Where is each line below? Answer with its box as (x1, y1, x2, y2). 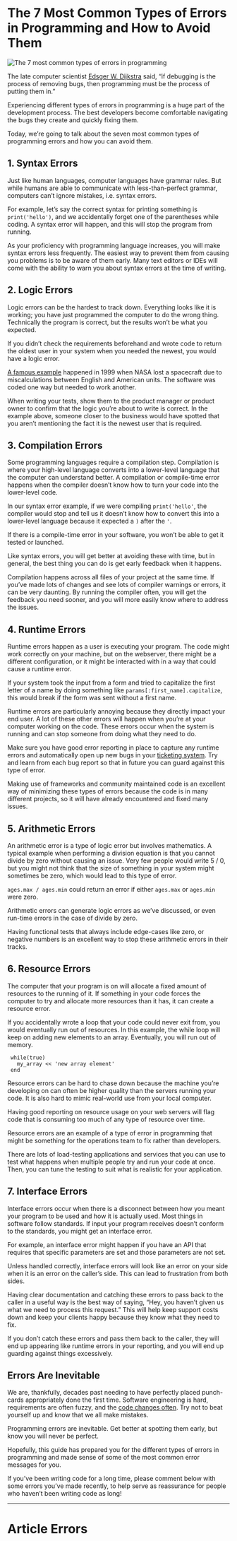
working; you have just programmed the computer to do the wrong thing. (7, 310, 219, 319)
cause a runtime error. (7, 665, 72, 673)
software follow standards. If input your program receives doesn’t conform (7, 1219, 224, 1227)
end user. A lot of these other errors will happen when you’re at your (7, 715, 206, 724)
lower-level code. (7, 488, 58, 497)
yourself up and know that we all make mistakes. (7, 1411, 149, 1419)
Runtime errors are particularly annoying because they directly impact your (7, 707, 226, 716)
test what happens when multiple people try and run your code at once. (7, 1157, 216, 1166)
